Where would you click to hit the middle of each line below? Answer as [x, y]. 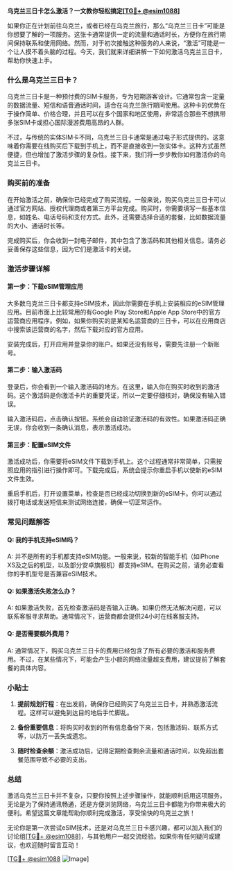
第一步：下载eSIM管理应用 [45, 287]
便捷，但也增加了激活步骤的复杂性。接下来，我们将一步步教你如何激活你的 [113, 155]
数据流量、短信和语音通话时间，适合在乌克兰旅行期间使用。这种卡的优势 [116, 105]
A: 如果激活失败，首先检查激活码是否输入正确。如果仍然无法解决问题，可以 [114, 608]
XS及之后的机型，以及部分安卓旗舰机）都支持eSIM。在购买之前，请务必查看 [115, 565]
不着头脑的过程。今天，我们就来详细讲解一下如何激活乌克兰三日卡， [128, 52]
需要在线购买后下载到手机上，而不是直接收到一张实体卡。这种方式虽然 [126, 146]
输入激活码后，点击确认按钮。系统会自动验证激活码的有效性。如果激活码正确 [116, 419]
